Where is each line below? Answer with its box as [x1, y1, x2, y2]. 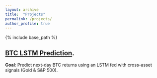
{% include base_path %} [5, 35, 58, 40]
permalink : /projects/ [5, 16, 52, 21]
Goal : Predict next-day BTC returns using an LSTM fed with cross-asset [5, 62, 153, 68]
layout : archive [5, 7, 39, 12]
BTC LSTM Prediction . [5, 49, 75, 57]
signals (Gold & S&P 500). [5, 67, 58, 73]
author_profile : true [5, 21, 50, 26]
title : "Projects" [5, 12, 46, 17]
